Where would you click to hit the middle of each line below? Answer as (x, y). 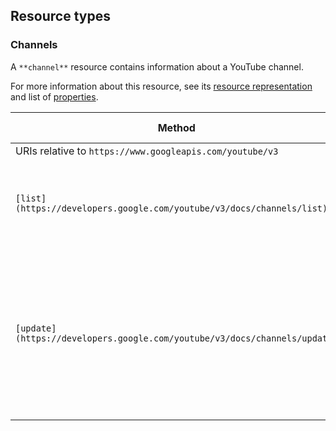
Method (176, 127)
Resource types (60, 16)
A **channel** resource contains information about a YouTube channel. (157, 66)
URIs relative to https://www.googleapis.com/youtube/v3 (147, 151)
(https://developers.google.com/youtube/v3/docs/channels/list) (171, 208)
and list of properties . (54, 96)
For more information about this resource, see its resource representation (161, 86)
